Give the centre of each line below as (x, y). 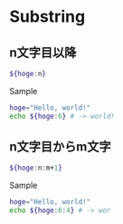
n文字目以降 (43, 52)
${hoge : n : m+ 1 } (36, 168)
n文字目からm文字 (60, 147)
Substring (47, 17)
